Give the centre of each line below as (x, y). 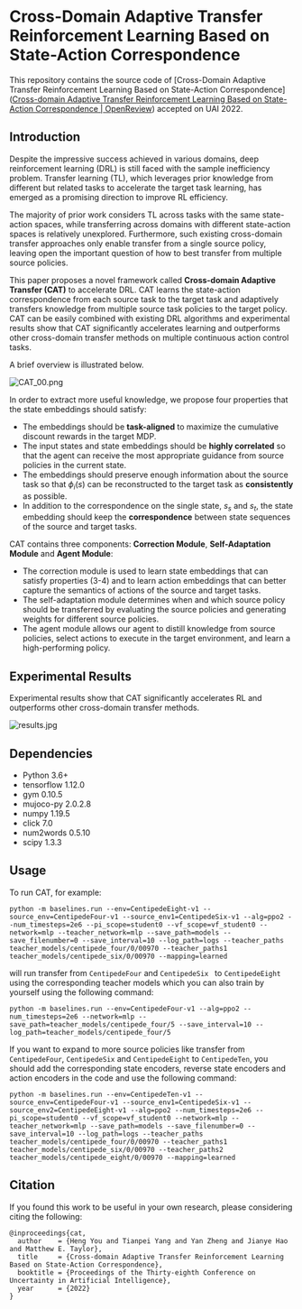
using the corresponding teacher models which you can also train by (137, 982)
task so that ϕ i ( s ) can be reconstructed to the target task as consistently (158, 485)
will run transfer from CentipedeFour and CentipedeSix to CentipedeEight (145, 973)
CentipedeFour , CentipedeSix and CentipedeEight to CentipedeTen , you (139, 1058)
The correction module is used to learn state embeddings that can (145, 571)
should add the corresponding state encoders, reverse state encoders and (147, 1068)
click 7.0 (37, 823)
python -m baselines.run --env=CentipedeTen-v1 (101, 1094)
